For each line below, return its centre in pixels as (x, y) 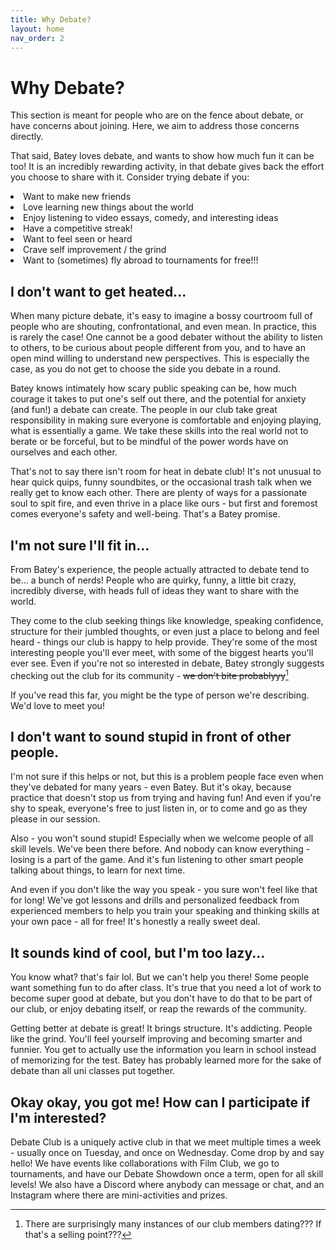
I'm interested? (58, 1117)
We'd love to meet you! (57, 705)
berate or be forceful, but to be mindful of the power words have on (149, 442)
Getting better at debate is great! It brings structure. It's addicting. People (161, 1028)
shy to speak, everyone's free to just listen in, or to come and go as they (159, 808)
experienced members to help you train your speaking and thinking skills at (165, 911)
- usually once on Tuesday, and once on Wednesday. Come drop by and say (167, 1153)
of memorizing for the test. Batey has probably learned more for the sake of (166, 1060)
